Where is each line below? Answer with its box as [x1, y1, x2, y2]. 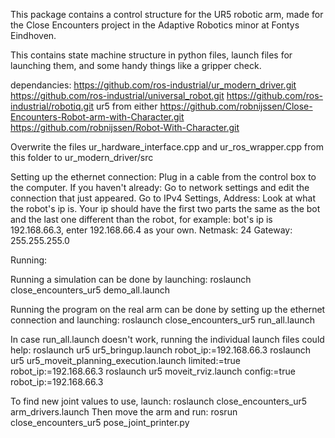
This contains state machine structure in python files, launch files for [10, 49, 293, 61]
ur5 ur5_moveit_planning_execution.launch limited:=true [10, 355, 241, 366]
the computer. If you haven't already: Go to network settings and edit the [10, 182, 310, 193]
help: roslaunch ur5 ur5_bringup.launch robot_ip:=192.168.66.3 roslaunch [10, 344, 312, 356]
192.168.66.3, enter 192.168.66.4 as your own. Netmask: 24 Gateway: [10, 224, 293, 236]
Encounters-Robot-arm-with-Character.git [10, 111, 185, 123]
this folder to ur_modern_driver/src [10, 152, 154, 163]
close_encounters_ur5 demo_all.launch [10, 284, 171, 296]
